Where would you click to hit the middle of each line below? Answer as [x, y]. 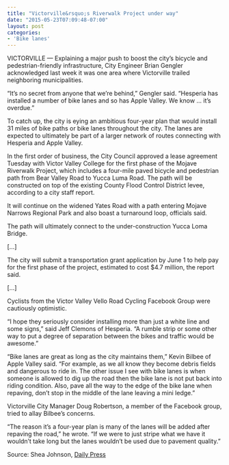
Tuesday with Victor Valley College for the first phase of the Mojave [102, 163]
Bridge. [17, 234]
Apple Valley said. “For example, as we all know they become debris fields [112, 364]
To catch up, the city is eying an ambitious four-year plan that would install [112, 121]
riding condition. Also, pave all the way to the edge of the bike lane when [109, 386]
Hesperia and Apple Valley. [45, 143]
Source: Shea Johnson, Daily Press [56, 455]
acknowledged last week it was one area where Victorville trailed [98, 73]
